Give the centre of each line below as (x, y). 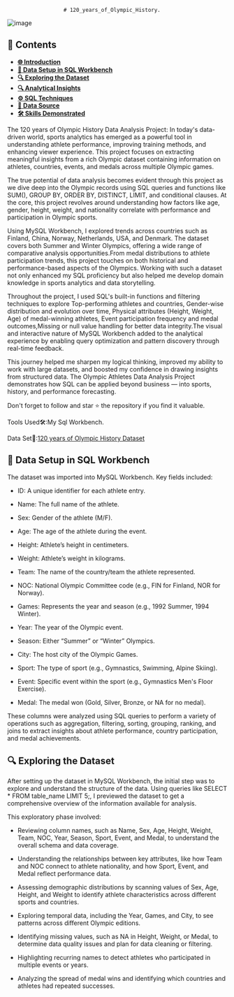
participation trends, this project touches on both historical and (98, 260)
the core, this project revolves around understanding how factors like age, (114, 202)
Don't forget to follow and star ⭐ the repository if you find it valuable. (106, 405)
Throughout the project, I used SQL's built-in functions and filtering (104, 296)
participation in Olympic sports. (52, 217)
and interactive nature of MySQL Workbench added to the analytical (105, 333)
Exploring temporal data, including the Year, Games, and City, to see (115, 916)
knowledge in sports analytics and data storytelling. (81, 282)
